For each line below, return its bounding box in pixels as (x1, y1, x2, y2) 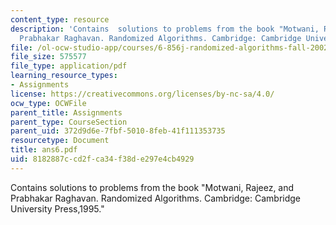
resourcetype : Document (10, 136, 110, 146)
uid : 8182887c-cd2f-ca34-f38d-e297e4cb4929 (10, 154, 195, 164)
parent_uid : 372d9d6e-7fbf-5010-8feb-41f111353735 (10, 126, 226, 136)
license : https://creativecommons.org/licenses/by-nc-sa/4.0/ (10, 89, 275, 99)
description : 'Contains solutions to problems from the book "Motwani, (10, 24, 320, 34)
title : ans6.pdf (10, 145, 78, 155)
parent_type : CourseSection (10, 117, 128, 127)
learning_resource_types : (10, 71, 118, 81)
